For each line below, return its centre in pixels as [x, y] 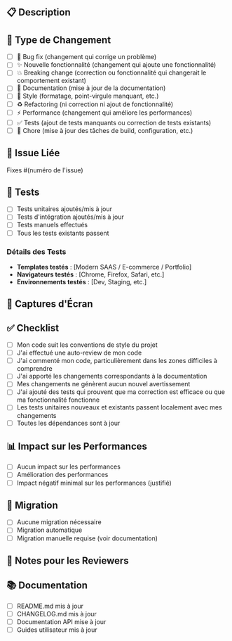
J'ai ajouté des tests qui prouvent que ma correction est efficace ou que [121, 392]
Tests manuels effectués [52, 225]
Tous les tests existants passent [63, 233]
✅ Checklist [33, 328]
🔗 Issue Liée [33, 153]
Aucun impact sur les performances [68, 467]
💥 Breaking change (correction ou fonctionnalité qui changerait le [111, 72]
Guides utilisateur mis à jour [57, 630]
